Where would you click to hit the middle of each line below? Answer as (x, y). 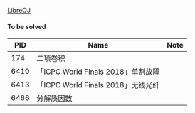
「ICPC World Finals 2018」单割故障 (98, 72)
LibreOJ (19, 10)
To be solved (27, 26)
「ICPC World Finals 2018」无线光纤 (98, 85)
